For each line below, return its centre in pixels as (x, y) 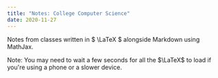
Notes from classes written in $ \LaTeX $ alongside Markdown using (104, 39)
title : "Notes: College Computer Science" (69, 13)
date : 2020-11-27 (32, 20)
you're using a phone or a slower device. (64, 67)
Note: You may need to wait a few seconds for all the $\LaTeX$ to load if (109, 60)
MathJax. (20, 47)
